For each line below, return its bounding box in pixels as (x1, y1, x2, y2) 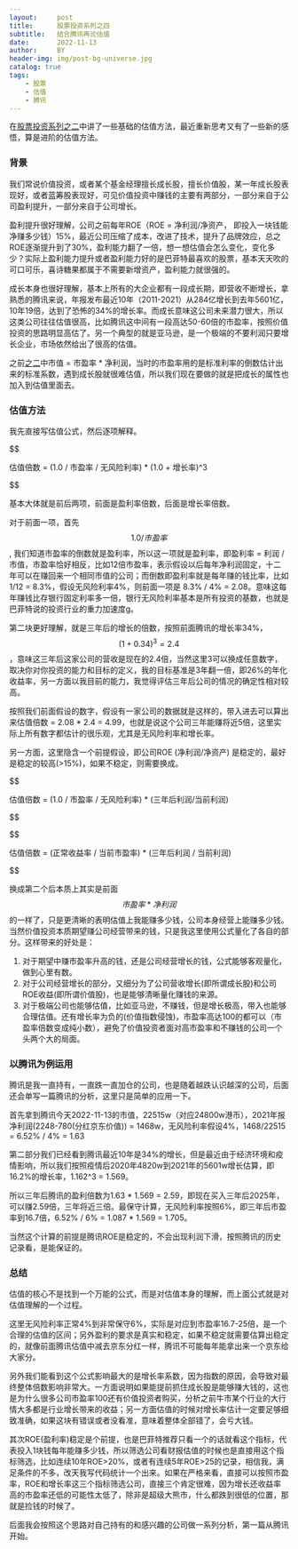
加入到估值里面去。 (9, 379, 80, 390)
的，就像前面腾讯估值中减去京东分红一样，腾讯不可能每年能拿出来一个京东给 (9, 1341, 289, 1352)
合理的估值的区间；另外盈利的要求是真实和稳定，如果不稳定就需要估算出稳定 (9, 1329, 289, 1340)
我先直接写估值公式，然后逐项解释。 (9, 426, 142, 436)
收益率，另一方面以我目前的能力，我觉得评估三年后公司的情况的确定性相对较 (9, 675, 289, 686)
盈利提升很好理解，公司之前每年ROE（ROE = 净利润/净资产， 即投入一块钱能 (9, 220, 288, 230)
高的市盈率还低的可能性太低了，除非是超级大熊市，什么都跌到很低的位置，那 (9, 1489, 289, 1500)
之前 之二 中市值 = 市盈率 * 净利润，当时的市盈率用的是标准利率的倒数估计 (9, 357, 277, 368)
